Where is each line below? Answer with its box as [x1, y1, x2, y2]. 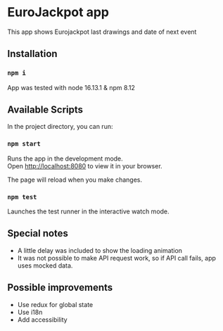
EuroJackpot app [7, 4, 109, 20]
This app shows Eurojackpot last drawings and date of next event [7, 27, 197, 36]
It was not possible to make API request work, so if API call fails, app [17, 254, 217, 262]
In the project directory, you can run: [7, 123, 113, 131]
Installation [7, 48, 58, 60]
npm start [7, 140, 41, 148]
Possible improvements [7, 282, 113, 294]
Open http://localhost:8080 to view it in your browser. [7, 161, 163, 170]
